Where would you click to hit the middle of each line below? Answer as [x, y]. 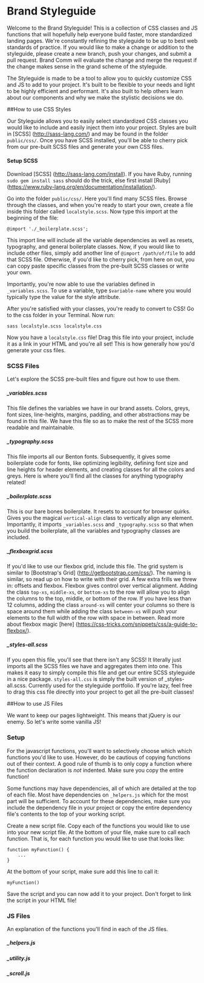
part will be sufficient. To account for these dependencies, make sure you [99, 801]
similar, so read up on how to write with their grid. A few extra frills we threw [102, 579]
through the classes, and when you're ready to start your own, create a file [100, 205]
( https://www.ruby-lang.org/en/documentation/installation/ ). [82, 187]
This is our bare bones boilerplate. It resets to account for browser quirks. [99, 511]
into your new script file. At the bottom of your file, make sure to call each [98, 832]
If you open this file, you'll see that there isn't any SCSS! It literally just [94, 660]
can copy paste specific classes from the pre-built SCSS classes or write [98, 266]
